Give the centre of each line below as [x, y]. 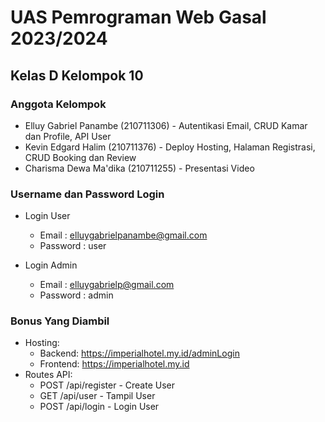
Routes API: [48, 375]
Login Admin [51, 265]
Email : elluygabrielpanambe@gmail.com [123, 235]
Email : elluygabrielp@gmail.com [107, 285]
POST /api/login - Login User [99, 407]
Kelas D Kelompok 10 [77, 75]
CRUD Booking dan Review [80, 157]
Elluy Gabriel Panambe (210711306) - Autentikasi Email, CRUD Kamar [166, 125]
